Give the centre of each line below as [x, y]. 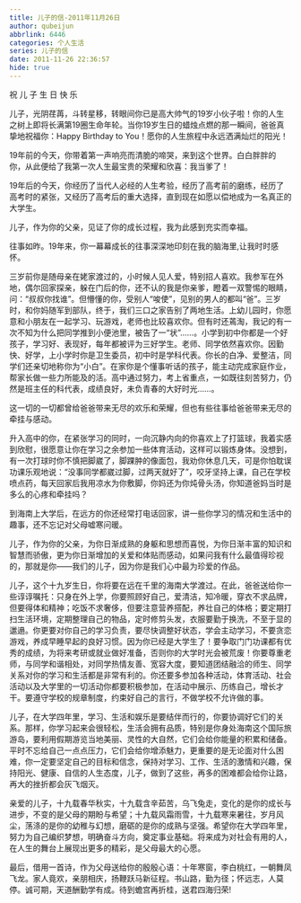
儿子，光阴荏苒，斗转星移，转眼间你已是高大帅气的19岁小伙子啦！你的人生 [147, 113]
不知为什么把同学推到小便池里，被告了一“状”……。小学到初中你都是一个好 [152, 332]
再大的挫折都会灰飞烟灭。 [56, 783]
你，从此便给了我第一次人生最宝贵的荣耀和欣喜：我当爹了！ [119, 166]
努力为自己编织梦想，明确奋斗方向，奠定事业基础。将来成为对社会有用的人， [150, 837]
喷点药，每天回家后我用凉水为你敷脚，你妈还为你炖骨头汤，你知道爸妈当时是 [150, 482]
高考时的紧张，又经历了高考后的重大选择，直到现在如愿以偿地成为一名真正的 [150, 196]
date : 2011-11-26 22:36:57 [60, 59]
